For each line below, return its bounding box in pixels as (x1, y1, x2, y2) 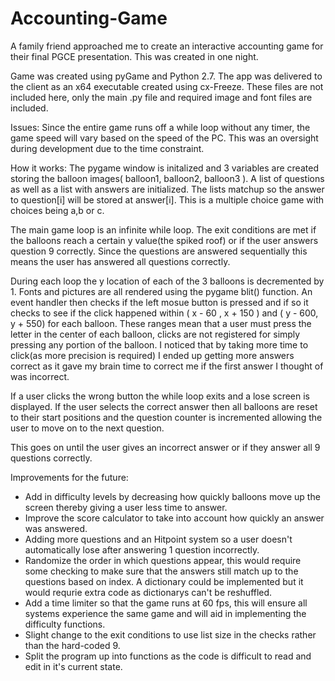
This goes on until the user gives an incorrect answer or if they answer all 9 (10, 441, 321, 453)
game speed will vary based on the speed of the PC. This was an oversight (10, 132, 319, 144)
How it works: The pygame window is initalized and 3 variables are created (10, 162, 319, 174)
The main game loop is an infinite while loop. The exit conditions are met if (10, 223, 317, 236)
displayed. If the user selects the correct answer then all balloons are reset (10, 400, 318, 412)
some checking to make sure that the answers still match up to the (24, 565, 299, 577)
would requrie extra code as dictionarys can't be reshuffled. (24, 586, 273, 598)
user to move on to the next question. (10, 422, 165, 434)
